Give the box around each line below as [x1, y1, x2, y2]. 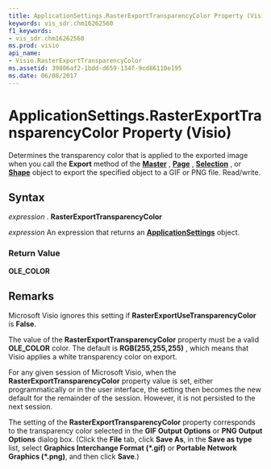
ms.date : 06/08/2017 [8, 72, 78, 80]
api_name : [8, 49, 42, 57]
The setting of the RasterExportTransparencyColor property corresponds [8, 417, 256, 427]
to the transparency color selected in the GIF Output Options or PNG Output [8, 426, 263, 436]
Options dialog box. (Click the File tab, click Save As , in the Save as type [8, 434, 252, 444]
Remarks [8, 289, 55, 303]
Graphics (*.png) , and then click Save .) [8, 452, 140, 462]
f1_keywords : [8, 27, 52, 35]
